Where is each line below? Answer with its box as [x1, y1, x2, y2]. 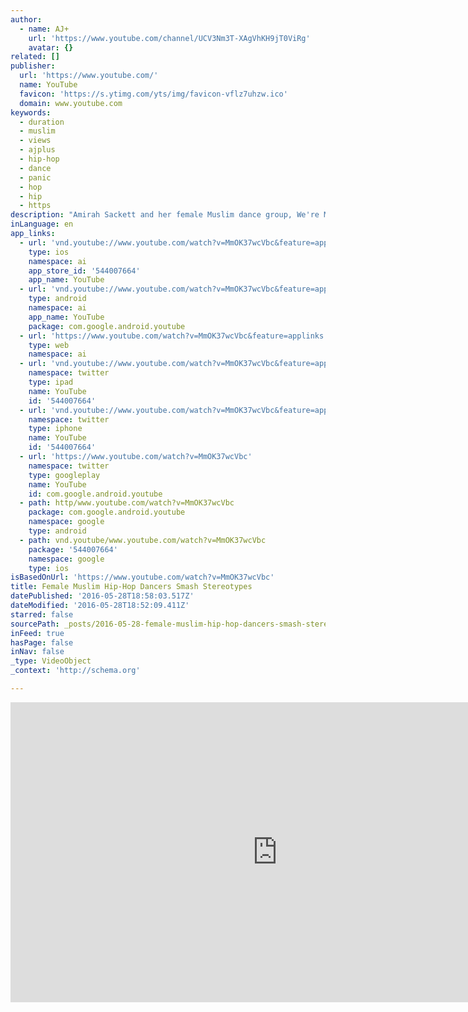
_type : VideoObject [10, 656, 92, 666]
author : [10, 14, 43, 25]
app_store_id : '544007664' [28, 266, 141, 276]
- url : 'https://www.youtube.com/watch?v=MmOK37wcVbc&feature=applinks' [19, 331, 329, 341]
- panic [19, 172, 52, 183]
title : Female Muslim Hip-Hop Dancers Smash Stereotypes [10, 582, 253, 592]
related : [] [10, 52, 60, 62]
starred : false [10, 609, 74, 620]
